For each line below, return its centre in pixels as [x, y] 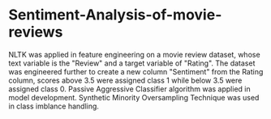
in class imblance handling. [54, 106]
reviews [36, 32]
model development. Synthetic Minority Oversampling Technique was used [134, 97]
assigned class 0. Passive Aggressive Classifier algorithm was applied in [129, 89]
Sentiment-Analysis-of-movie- [115, 15]
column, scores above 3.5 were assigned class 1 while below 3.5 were [125, 80]
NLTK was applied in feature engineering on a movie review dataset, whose [135, 54]
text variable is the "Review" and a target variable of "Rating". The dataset [132, 63]
